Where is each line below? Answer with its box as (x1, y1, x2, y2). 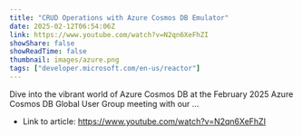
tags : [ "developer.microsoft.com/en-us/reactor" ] (9, 64, 201, 73)
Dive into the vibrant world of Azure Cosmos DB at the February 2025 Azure (9, 88, 294, 100)
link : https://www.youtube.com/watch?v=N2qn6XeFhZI (9, 30, 209, 39)
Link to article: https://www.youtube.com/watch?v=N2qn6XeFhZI (22, 115, 266, 127)
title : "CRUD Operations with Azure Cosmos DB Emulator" (9, 13, 229, 23)
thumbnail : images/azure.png (9, 55, 120, 64)
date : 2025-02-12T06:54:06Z (9, 22, 116, 31)
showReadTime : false (9, 47, 88, 56)
